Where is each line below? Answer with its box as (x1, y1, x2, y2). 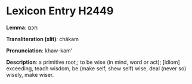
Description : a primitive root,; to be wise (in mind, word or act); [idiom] (6, 58, 180, 66)
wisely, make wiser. (6, 71, 54, 78)
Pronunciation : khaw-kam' (6, 46, 73, 54)
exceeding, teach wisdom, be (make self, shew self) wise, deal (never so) (6, 64, 187, 72)
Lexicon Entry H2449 (6, 4, 114, 18)
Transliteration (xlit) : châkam (6, 35, 79, 42)
